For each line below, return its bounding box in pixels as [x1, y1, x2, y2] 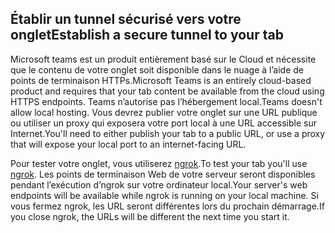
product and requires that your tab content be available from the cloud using [10, 85, 325, 97]
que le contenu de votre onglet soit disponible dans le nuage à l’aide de [10, 63, 304, 76]
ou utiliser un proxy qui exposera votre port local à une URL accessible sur [10, 117, 317, 129]
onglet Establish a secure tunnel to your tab [10, 27, 284, 44]
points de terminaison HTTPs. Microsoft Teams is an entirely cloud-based [10, 74, 312, 86]
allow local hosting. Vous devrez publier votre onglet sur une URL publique [10, 106, 318, 118]
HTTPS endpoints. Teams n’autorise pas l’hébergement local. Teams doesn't [10, 95, 323, 107]
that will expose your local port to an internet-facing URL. [10, 138, 247, 150]
